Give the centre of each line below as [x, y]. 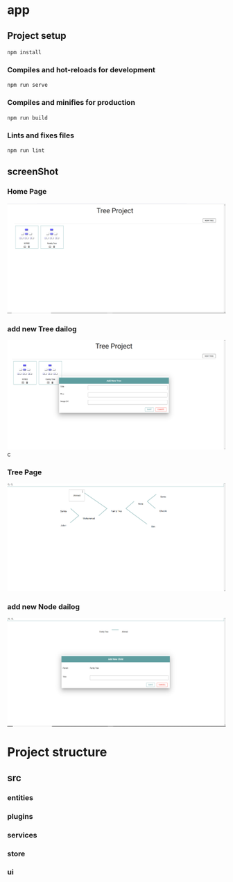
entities [20, 797]
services [22, 835]
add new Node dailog [43, 606]
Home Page [27, 192]
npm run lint [26, 150]
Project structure [57, 752]
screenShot [33, 172]
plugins [20, 816]
